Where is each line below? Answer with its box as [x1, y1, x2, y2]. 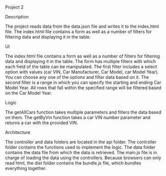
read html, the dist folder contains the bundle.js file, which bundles [5, 160, 141, 166]
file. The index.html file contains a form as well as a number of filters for [5, 29, 152, 34]
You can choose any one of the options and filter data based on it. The [5, 74, 149, 80]
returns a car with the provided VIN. [5, 120, 78, 125]
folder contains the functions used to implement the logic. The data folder [5, 144, 156, 150]
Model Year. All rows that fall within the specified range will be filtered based [5, 85, 162, 91]
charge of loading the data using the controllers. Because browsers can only [5, 155, 162, 161]
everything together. [5, 166, 47, 171]
